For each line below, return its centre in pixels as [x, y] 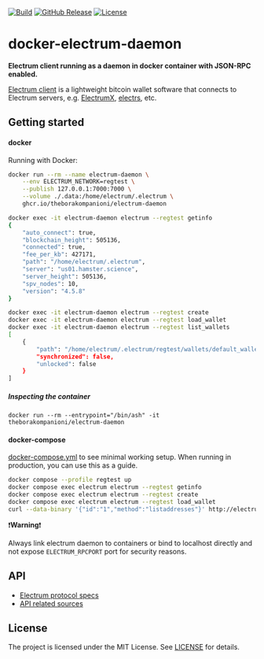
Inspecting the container [49, 396]
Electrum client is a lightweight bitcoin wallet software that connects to [123, 89]
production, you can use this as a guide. [73, 465]
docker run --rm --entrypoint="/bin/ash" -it [84, 416]
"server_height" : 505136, [65, 276]
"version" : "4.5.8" [54, 291]
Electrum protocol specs [59, 595]
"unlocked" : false [66, 364]
